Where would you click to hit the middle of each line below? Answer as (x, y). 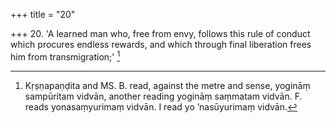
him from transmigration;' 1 (65, 56)
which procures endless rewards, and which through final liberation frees (161, 44)
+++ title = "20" (43, 14)
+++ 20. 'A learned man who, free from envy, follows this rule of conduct (160, 33)
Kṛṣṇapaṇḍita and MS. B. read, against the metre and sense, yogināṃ (167, 85)
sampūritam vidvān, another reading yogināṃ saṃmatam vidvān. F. (163, 96)
